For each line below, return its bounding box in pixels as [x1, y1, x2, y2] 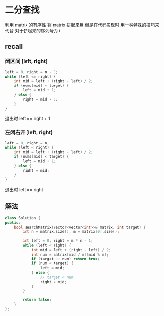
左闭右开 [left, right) [5, 129, 53, 136]
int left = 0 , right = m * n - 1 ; [23, 238, 93, 243]
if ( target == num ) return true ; [31, 257, 100, 261]
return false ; [23, 297, 52, 302]
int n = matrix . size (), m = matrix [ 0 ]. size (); [23, 230, 120, 234]
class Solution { [5, 216, 41, 221]
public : [5, 220, 21, 225]
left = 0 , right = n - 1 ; [5, 69, 58, 74]
